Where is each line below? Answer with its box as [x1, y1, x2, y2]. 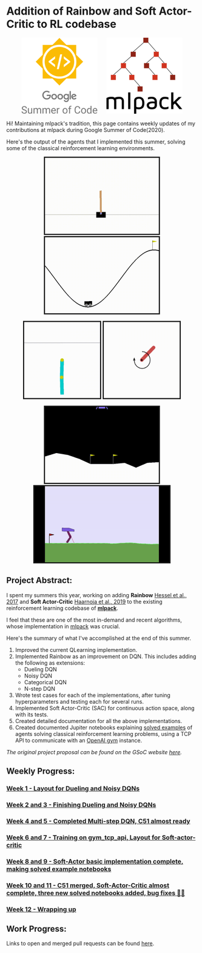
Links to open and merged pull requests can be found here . [6, 940, 155, 947]
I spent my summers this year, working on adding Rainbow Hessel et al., [6, 591, 187, 598]
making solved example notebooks [6, 865, 112, 873]
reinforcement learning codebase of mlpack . [6, 604, 118, 612]
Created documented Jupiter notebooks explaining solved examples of [15, 724, 193, 731]
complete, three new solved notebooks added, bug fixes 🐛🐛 [6, 889, 185, 897]
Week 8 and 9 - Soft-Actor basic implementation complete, [6, 857, 184, 865]
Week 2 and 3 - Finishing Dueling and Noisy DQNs [6, 800, 157, 809]
